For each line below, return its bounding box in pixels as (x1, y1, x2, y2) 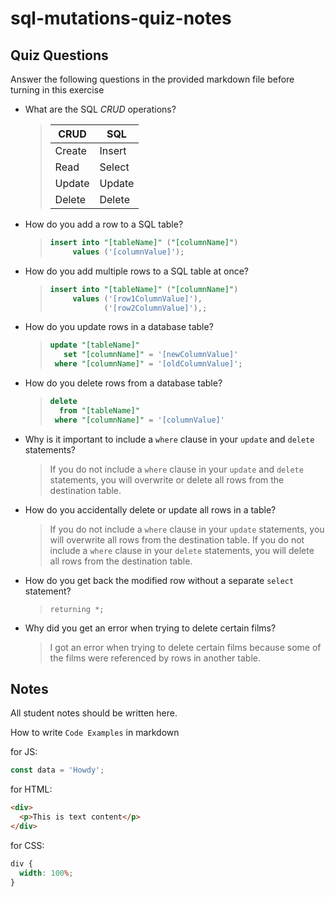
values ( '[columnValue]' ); (72, 247, 185, 257)
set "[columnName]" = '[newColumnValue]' (63, 350, 239, 360)
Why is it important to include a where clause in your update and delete (24, 433, 315, 445)
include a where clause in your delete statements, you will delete (49, 544, 315, 556)
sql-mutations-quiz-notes (10, 7, 232, 30)
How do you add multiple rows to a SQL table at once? (24, 265, 249, 277)
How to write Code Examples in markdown (10, 727, 180, 739)
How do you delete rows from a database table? (24, 377, 223, 389)
